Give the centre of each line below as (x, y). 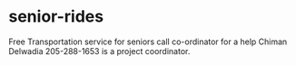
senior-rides (56, 17)
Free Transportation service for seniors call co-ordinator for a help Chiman (148, 42)
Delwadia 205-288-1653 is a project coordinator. (99, 51)
